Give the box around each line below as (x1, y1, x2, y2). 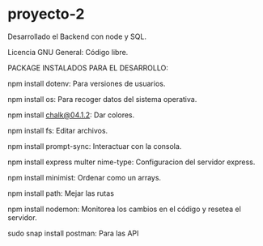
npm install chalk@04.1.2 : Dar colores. (7, 110, 135, 120)
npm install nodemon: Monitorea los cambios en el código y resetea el (7, 204, 242, 214)
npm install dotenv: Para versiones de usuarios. (7, 78, 166, 88)
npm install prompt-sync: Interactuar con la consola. (7, 141, 182, 151)
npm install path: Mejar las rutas (7, 188, 115, 198)
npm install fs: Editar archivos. (7, 125, 108, 135)
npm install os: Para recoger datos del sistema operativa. (7, 94, 197, 104)
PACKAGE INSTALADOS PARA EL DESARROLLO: (7, 62, 169, 73)
